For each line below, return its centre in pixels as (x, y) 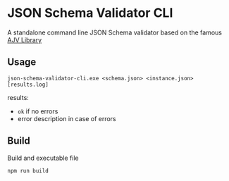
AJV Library (25, 39)
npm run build (28, 170)
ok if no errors (38, 111)
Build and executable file (43, 158)
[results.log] (28, 85)
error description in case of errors (67, 118)
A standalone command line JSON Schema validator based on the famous (114, 32)
